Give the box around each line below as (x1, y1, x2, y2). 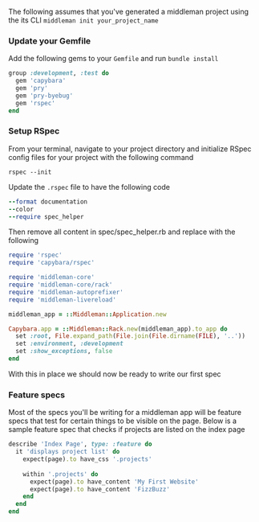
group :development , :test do (8, 69, 110, 77)
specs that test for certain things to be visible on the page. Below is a (8, 416, 237, 425)
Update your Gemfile (8, 35, 91, 47)
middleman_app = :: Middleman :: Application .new (8, 310, 167, 319)
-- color (8, 205, 34, 213)
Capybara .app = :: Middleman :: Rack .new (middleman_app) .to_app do (8, 325, 228, 333)
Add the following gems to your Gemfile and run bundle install (8, 54, 219, 64)
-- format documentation (8, 197, 88, 206)
